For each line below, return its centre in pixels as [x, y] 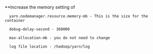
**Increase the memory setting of [40, 7]
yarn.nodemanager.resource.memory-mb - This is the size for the [79, 16]
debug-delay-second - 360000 [39, 29]
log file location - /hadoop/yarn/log [50, 47]
